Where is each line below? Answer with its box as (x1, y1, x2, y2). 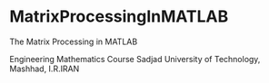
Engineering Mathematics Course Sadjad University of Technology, (9, 53, 261, 64)
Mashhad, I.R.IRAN (9, 63, 80, 74)
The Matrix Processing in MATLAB (9, 36, 138, 47)
